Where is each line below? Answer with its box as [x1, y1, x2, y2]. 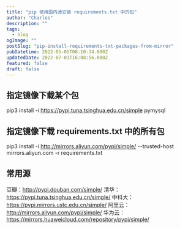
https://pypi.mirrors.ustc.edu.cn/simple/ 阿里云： [6, 201, 130, 208]
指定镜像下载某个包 [6, 90, 79, 100]
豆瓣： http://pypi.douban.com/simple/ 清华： [6, 186, 121, 193]
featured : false [6, 60, 48, 66]
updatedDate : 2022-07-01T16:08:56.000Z [6, 54, 108, 61]
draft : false [6, 66, 40, 72]
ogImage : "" [6, 37, 37, 43]
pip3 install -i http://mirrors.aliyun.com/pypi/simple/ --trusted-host [6, 143, 174, 150]
